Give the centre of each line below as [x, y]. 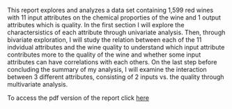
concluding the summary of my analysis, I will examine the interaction [107, 70]
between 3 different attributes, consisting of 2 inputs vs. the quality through [116, 77]
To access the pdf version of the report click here [78, 98]
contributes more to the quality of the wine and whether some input [104, 54]
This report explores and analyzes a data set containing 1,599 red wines [110, 10]
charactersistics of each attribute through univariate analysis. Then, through [116, 32]
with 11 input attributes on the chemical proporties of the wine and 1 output [114, 17]
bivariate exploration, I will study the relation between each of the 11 [105, 40]
